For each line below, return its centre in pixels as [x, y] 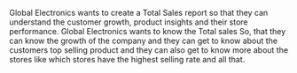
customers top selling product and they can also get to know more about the [149, 50]
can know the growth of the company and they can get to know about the [143, 40]
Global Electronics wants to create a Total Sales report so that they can [139, 13]
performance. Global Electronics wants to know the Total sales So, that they [148, 31]
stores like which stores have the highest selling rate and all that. [127, 59]
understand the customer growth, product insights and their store [129, 22]
